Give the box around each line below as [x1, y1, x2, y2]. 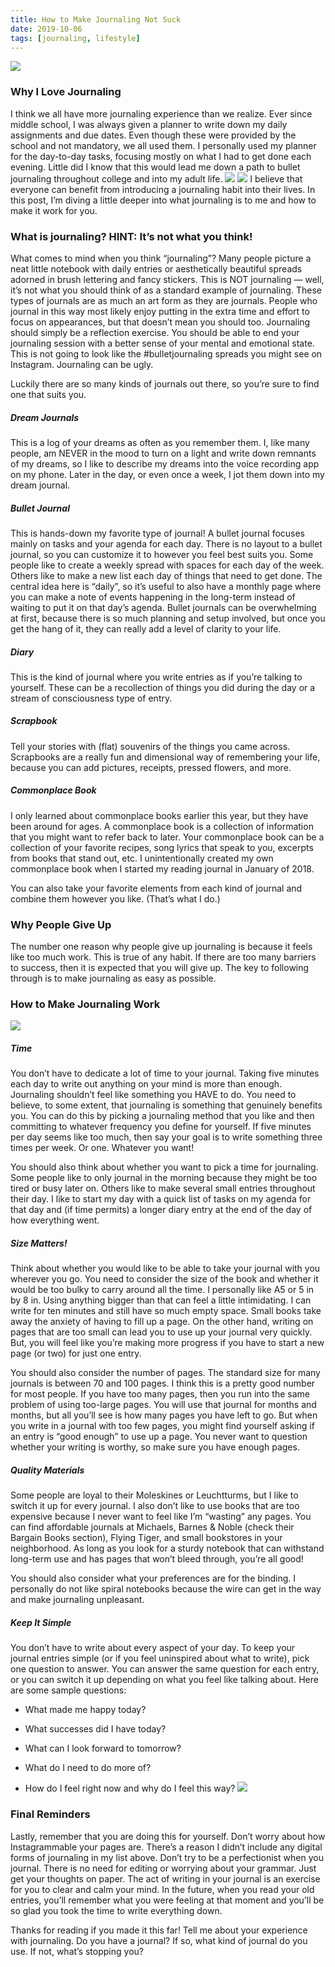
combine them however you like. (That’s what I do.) [10, 892, 221, 905]
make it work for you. [10, 204, 98, 216]
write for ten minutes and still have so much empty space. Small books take [10, 1305, 322, 1317]
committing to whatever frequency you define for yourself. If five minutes [10, 1121, 312, 1133]
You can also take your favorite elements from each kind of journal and [10, 882, 303, 894]
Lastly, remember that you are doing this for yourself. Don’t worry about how [10, 1830, 326, 1842]
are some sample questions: [10, 1684, 127, 1696]
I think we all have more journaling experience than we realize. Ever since [10, 107, 313, 120]
